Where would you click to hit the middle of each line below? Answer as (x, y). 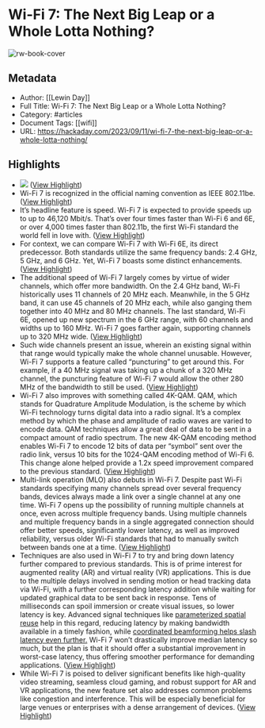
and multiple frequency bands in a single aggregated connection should (137, 522)
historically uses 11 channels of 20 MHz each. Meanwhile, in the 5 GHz (135, 294)
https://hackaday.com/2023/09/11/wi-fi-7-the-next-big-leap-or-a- (145, 131)
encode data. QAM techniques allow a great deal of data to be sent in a (135, 429)
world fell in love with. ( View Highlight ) (82, 235)
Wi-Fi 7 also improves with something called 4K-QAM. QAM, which (128, 395)
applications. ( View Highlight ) (68, 665)
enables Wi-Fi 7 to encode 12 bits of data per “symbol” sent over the (131, 446)
